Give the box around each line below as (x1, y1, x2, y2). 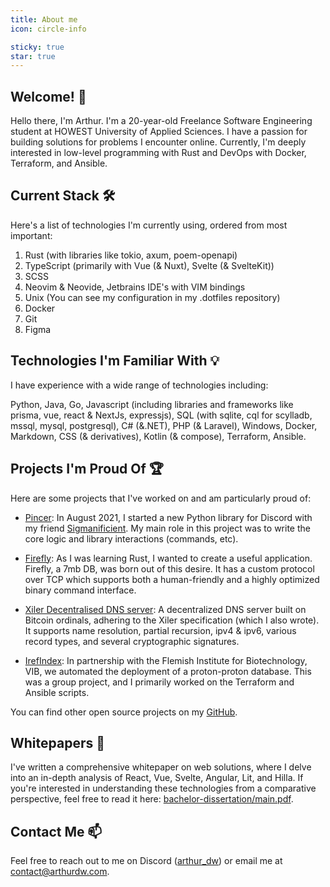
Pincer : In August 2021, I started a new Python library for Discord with (24, 511, 313, 523)
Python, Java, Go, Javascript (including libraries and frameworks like (10, 398, 294, 410)
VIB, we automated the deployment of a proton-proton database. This (24, 665, 312, 677)
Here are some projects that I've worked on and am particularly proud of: (10, 492, 312, 504)
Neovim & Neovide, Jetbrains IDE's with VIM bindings (24, 281, 246, 293)
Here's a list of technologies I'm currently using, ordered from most (10, 219, 288, 231)
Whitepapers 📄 (10, 734, 105, 751)
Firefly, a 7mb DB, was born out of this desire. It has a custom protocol (24, 562, 315, 575)
